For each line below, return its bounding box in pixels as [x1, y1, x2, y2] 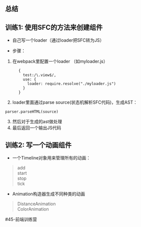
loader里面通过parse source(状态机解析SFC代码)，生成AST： [12, 99, 138, 105]
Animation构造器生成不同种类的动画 [12, 191, 85, 197]
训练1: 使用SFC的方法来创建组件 [5, 23, 103, 31]
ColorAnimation [17, 206, 49, 212]
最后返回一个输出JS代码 [12, 125, 61, 131]
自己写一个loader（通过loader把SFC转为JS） [12, 37, 104, 43]
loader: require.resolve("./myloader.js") [27, 81, 116, 86]
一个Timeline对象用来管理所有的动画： [12, 155, 91, 161]
